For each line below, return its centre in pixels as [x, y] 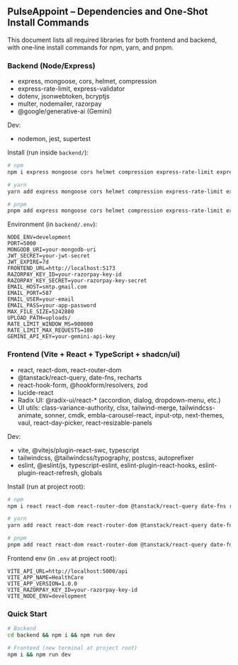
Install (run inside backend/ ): [48, 152]
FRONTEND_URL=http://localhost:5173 [61, 269]
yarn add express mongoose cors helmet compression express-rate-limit [115, 191]
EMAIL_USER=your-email [41, 300]
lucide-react [35, 392]
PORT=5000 [22, 244]
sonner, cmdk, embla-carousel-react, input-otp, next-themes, [135, 415]
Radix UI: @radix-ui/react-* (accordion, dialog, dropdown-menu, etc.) [119, 400]
